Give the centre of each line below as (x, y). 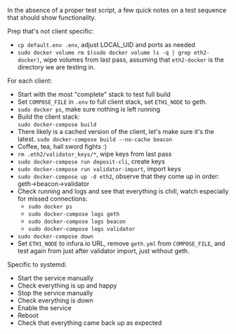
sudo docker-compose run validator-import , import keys (99, 169)
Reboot (28, 315)
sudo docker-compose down (55, 236)
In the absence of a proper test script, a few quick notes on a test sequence (117, 10)
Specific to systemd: (37, 265)
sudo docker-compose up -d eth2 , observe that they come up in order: (118, 176)
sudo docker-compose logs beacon (77, 222)
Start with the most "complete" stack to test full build (94, 94)
